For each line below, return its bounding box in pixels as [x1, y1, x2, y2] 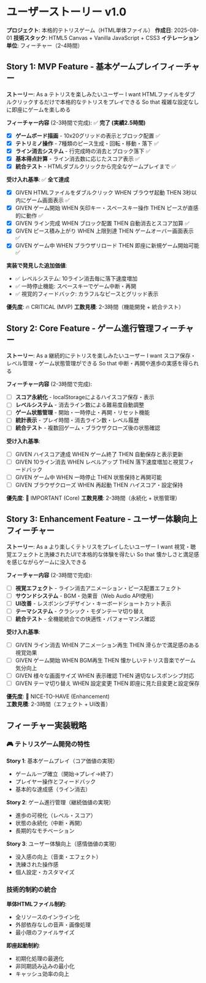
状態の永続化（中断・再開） [15, 819, 86, 826]
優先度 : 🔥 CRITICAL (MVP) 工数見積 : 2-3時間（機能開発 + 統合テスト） [6, 303, 185, 311]
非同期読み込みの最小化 [15, 963, 75, 970]
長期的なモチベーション [15, 826, 75, 834]
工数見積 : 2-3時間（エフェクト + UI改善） [6, 701, 112, 708]
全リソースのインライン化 [15, 914, 80, 921]
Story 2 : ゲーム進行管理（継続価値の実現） [6, 798, 115, 806]
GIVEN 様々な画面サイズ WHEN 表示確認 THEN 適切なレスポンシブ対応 [15, 672, 194, 679]
